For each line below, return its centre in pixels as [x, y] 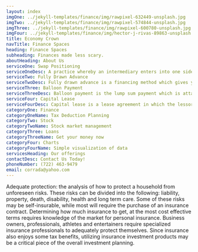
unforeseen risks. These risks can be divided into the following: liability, [93, 193]
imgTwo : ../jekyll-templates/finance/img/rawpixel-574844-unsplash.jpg [96, 22]
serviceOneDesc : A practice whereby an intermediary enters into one [93, 72]
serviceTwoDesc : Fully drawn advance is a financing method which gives [97, 83]
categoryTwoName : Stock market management [59, 126]
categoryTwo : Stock [30, 121]
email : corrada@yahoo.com [38, 170]
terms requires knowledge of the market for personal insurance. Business [95, 218]
